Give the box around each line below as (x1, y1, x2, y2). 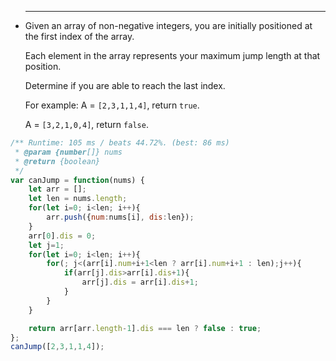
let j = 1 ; (28, 240, 65, 250)
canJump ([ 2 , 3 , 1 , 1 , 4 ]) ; (10, 342, 105, 352)
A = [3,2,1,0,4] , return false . (24, 119, 149, 130)
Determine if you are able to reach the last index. (24, 80, 226, 91)
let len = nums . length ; (28, 194, 128, 204)
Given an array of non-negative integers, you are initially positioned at (24, 20, 313, 31)
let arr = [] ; (28, 184, 87, 195)
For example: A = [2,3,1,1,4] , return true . (24, 99, 200, 111)
